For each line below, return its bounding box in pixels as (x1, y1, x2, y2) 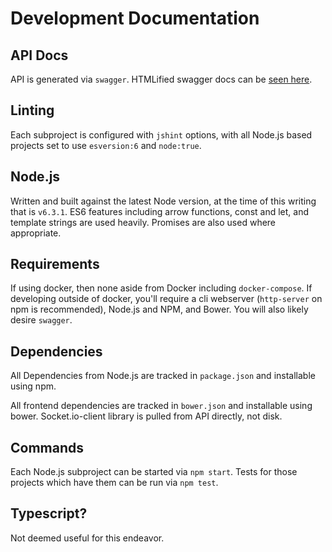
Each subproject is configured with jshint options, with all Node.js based (10, 128, 313, 141)
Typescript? (10, 505, 88, 522)
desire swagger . (10, 314, 73, 326)
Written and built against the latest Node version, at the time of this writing (10, 195, 317, 207)
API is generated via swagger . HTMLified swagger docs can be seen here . (10, 73, 313, 85)
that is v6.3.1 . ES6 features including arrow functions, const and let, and (10, 205, 309, 217)
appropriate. (10, 227, 62, 239)
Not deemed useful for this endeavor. (10, 532, 165, 544)
